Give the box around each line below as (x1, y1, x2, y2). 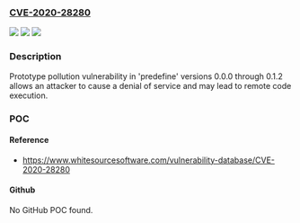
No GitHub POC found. (9, 204, 93, 215)
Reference (9, 135, 49, 146)
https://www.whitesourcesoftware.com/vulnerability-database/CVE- (22, 155, 276, 165)
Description (9, 50, 62, 63)
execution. (9, 90, 49, 101)
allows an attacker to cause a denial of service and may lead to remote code (9, 80, 292, 91)
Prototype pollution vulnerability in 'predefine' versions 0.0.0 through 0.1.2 (9, 70, 283, 82)
